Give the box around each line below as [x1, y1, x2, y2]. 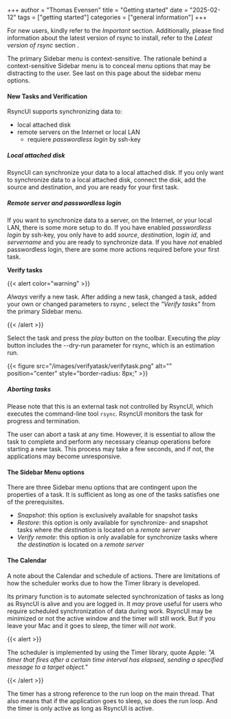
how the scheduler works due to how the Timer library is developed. [7, 579, 201, 587]
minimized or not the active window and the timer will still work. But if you [7, 614, 215, 622]
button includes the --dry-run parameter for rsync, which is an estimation [7, 341, 215, 350]
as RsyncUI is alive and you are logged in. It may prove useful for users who [7, 599, 222, 608]
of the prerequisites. [7, 498, 65, 506]
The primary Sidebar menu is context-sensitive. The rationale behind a [7, 54, 208, 63]
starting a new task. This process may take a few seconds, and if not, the [7, 445, 214, 453]
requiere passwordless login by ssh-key [27, 136, 141, 144]
